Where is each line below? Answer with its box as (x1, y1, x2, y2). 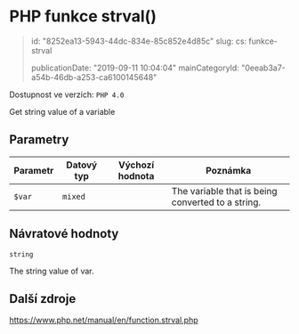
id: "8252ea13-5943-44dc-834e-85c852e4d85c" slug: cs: (30, 36, 247, 46)
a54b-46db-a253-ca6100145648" (30, 71, 158, 82)
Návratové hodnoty (9, 226, 119, 241)
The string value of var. (9, 265, 95, 276)
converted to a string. (171, 196, 262, 208)
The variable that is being (171, 184, 278, 197)
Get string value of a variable (9, 106, 116, 117)
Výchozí (118, 159, 154, 171)
